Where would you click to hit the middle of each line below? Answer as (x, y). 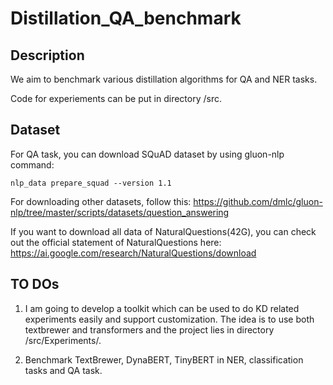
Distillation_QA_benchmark (126, 18)
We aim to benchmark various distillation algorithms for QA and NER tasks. (164, 79)
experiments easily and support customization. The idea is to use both (169, 319)
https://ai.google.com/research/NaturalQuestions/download (133, 253)
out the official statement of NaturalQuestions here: (116, 242)
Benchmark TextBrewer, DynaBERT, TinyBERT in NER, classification (164, 359)
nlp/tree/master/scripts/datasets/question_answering (120, 212)
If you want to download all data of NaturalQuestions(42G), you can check (163, 231)
